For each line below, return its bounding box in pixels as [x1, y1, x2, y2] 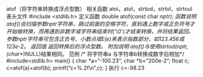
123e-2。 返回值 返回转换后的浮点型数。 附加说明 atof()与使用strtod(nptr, [6, 43, 188, 50]
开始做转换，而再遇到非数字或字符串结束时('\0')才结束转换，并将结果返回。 [6, 28, 194, 35]
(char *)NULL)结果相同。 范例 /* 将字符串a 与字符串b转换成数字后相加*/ [6, 51, 185, 57]
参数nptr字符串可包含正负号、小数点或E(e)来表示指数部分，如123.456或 [6, 35, 185, 42]
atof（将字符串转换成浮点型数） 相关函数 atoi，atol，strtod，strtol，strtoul [6, 5, 193, 12]
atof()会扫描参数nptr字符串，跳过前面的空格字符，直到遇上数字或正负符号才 [6, 20, 195, 27]
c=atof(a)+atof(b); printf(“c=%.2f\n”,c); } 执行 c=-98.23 [6, 64, 145, 71]
